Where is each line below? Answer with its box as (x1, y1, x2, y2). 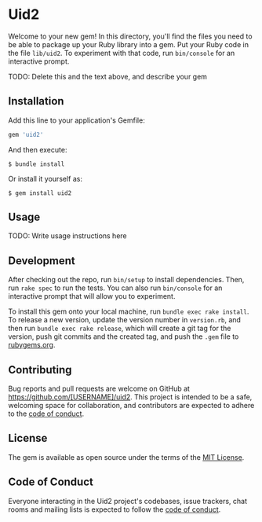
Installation (8, 94, 64, 108)
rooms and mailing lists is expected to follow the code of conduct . (8, 505, 221, 514)
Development (8, 254, 76, 267)
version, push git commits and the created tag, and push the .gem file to (8, 332, 239, 341)
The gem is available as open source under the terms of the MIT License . (8, 452, 245, 461)
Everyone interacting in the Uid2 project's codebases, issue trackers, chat (8, 496, 248, 505)
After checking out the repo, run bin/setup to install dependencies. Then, (8, 275, 245, 285)
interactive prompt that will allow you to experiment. (8, 292, 176, 301)
